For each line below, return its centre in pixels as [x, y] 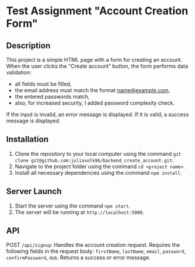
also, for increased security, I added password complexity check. [95, 103]
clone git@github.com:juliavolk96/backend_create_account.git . [94, 160]
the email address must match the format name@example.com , [92, 90]
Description [28, 45]
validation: [19, 72]
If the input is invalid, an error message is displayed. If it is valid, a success [97, 114]
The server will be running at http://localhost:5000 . [79, 212]
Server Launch [34, 191]
